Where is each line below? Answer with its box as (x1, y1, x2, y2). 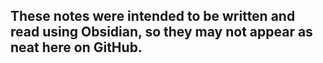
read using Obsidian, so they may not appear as (10, 24, 313, 41)
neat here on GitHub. (10, 39, 143, 56)
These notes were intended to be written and (10, 8, 296, 25)
